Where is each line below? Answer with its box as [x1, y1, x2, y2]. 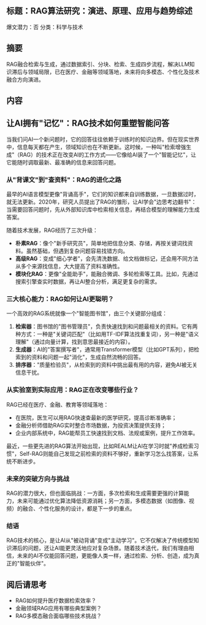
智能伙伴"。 [19, 560, 50, 567]
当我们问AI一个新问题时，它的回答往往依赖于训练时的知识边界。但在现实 [6, 136, 189, 143]
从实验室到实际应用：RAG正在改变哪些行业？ [6, 386, 139, 394]
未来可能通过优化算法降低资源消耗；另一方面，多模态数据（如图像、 [17, 497, 189, 505]
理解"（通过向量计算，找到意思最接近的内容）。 [15, 338, 134, 345]
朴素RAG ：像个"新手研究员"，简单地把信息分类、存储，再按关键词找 [15, 240, 188, 247]
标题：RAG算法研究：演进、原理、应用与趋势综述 [6, 6, 193, 17]
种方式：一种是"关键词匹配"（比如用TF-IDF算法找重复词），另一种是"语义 [15, 331, 199, 338]
